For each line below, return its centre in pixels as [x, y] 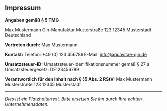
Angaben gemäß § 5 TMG [32, 20]
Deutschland [18, 35]
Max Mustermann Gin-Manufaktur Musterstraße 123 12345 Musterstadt [78, 30]
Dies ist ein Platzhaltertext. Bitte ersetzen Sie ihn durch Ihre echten [74, 99]
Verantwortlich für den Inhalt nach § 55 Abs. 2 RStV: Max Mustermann [79, 79]
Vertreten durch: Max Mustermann [41, 45]
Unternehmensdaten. [27, 104]
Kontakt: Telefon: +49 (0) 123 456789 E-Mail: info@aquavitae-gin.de [76, 54]
